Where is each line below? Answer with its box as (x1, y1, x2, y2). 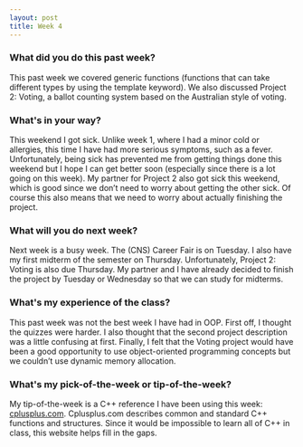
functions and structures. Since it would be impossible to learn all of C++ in (9, 417, 290, 428)
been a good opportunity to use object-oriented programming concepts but (9, 346, 291, 357)
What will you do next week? (9, 224, 138, 237)
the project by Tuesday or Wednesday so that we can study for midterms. (9, 273, 284, 285)
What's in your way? (9, 114, 101, 127)
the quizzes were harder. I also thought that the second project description (9, 327, 288, 338)
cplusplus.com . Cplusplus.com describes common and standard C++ (9, 408, 269, 419)
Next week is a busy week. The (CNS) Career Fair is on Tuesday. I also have (9, 245, 292, 256)
